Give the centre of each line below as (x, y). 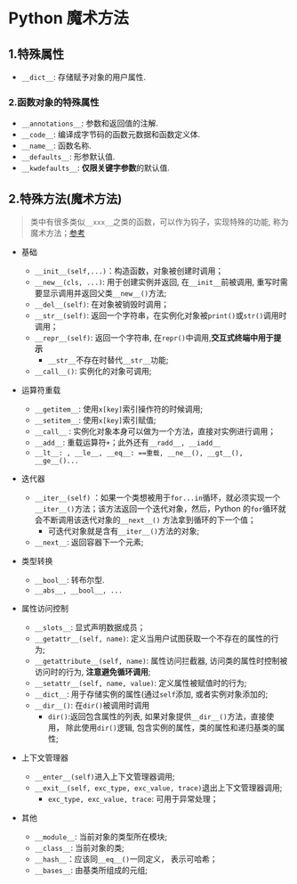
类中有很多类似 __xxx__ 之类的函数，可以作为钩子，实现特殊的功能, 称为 (159, 222)
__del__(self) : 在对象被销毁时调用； (102, 305)
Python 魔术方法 (69, 18)
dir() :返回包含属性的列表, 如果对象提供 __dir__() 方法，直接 (157, 716)
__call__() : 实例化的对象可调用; (93, 372)
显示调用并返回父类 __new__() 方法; (104, 293)
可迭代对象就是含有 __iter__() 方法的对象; (124, 531)
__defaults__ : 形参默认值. (68, 157)
